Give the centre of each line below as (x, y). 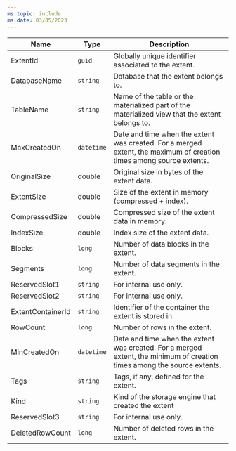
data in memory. (140, 221)
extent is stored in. (144, 315)
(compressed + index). (151, 201)
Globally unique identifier (155, 55)
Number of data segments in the (166, 264)
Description (169, 44)
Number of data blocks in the (161, 244)
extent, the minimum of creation (166, 356)
